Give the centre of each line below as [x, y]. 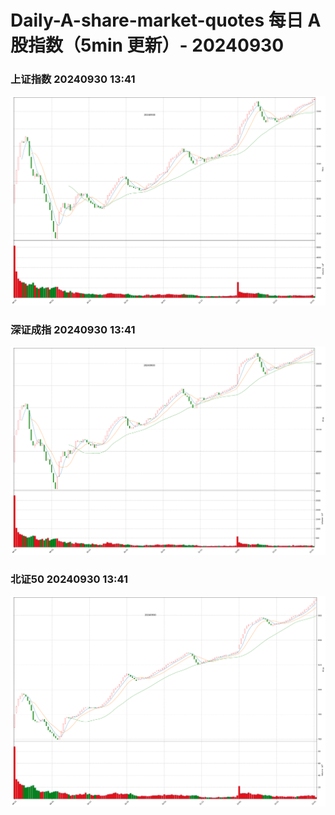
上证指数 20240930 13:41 [73, 79]
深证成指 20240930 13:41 [73, 329]
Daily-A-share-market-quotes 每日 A [166, 20]
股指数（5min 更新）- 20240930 [147, 45]
